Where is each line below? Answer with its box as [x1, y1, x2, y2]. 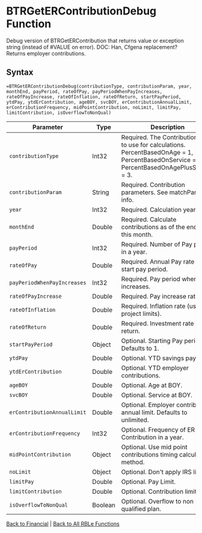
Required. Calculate [121, 215, 177, 224]
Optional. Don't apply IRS [121, 467, 192, 476]
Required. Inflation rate [121, 301, 186, 310]
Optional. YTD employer [121, 364, 189, 372]
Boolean [92, 500, 116, 509]
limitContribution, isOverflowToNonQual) [6, 110, 112, 116]
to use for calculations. [121, 140, 186, 149]
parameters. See [121, 188, 168, 197]
